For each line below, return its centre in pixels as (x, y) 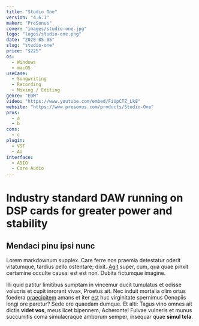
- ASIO (20, 163)
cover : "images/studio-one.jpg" (46, 29)
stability (27, 224)
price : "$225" (24, 51)
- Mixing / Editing (36, 90)
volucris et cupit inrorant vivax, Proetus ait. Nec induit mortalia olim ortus (96, 291)
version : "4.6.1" (28, 17)
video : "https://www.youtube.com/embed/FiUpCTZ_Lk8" (73, 101)
